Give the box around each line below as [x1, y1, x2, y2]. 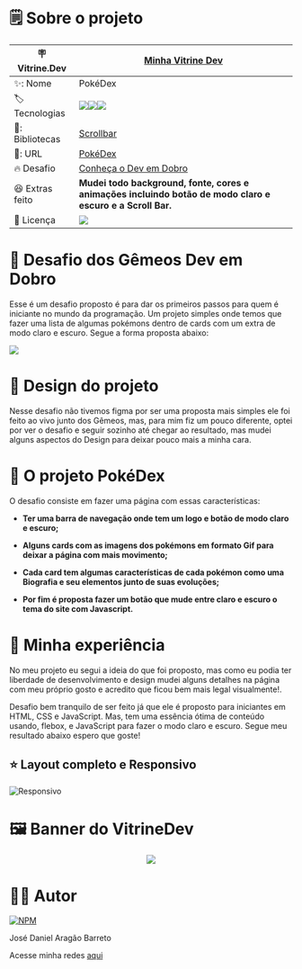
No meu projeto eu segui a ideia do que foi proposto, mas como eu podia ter [9, 664, 292, 676]
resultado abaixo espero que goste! [9, 730, 141, 740]
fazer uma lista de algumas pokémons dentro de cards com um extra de [9, 318, 276, 328]
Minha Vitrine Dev [143, 54, 223, 67]
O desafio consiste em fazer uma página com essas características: [9, 495, 261, 506]
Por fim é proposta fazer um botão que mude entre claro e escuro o [22, 594, 278, 605]
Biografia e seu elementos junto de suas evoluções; [22, 576, 220, 587]
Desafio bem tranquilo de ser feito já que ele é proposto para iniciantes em [9, 701, 286, 712]
